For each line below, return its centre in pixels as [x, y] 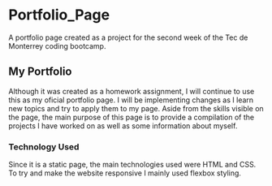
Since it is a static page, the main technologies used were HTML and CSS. [132, 165]
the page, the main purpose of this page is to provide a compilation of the [132, 117]
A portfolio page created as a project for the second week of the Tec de [128, 37]
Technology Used [44, 146]
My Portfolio [40, 72]
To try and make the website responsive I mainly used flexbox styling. [125, 173]
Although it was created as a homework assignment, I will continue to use [132, 91]
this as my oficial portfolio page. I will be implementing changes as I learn [131, 100]
